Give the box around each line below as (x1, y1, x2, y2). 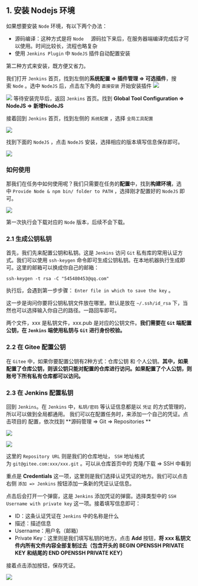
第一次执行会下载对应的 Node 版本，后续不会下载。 (6, 219, 128, 226)
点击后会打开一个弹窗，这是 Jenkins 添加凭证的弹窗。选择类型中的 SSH (6, 493, 177, 499)
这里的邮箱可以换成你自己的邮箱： (16, 264, 99, 271)
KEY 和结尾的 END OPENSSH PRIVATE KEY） (14, 549, 126, 556)
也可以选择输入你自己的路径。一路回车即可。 (11, 307, 120, 314)
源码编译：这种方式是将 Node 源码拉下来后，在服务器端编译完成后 (14, 35, 179, 42)
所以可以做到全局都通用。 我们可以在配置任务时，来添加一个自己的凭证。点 (6, 411, 189, 418)
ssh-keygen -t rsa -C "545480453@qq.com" (6, 276, 110, 282)
